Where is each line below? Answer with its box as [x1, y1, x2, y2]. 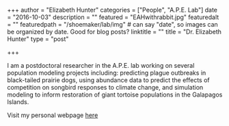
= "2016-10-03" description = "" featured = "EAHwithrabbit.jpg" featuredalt [7, 13, 219, 21]
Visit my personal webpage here [7, 111, 98, 119]
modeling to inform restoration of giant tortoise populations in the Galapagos [7, 90, 223, 99]
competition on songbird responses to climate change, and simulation [7, 84, 204, 91]
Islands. [7, 98, 29, 105]
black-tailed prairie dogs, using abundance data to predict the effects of [7, 76, 210, 84]
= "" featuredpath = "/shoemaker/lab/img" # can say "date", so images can [7, 21, 219, 28]
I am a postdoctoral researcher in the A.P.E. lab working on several [7, 62, 195, 69]
